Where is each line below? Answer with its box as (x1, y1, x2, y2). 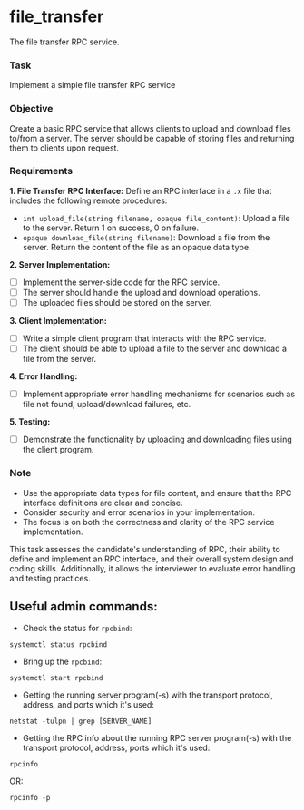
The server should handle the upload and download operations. (22, 287, 260, 298)
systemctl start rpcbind (9, 674, 103, 683)
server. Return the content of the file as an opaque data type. (22, 241, 251, 252)
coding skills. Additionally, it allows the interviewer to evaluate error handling (9, 562, 296, 573)
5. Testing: (9, 416, 51, 427)
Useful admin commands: (9, 599, 158, 614)
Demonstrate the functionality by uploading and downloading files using (22, 434, 292, 445)
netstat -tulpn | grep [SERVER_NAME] (9, 717, 152, 727)
